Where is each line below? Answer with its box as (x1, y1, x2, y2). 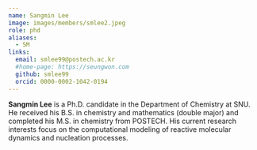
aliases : (8, 33, 37, 42)
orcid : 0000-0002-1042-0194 (15, 77, 109, 85)
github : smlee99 (15, 70, 69, 78)
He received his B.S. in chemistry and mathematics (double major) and (8, 107, 240, 117)
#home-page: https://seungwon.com (15, 63, 129, 71)
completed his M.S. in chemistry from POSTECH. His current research (8, 116, 236, 126)
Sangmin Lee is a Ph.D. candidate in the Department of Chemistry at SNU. (8, 99, 251, 109)
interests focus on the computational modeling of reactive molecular (8, 124, 232, 134)
